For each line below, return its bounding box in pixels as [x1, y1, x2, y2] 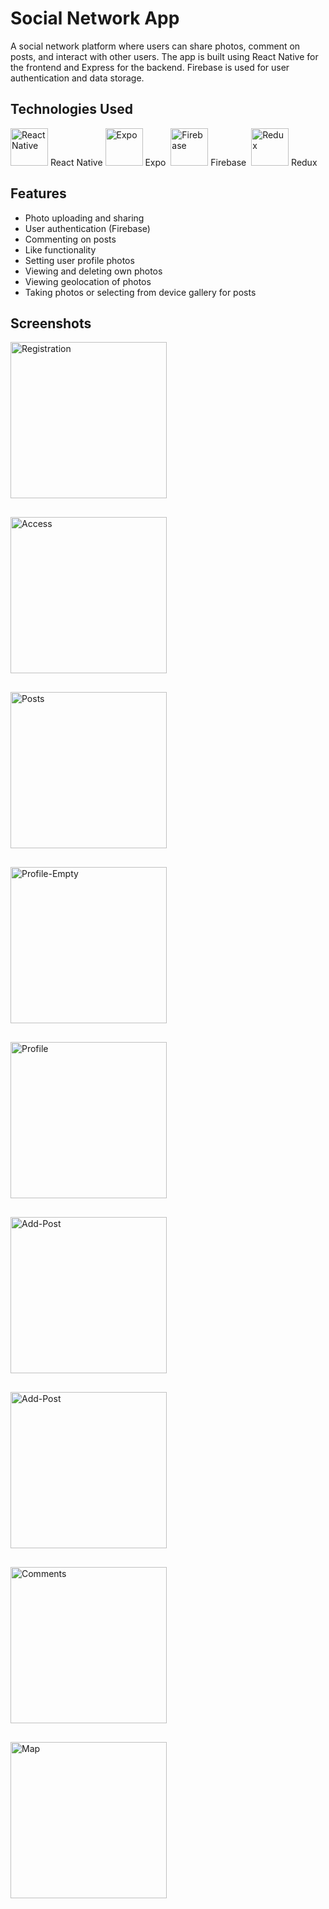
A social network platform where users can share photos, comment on [10, 40, 301, 52]
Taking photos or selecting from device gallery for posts [24, 286, 257, 298]
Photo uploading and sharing [24, 212, 145, 224]
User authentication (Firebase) [24, 222, 151, 234]
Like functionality [24, 243, 97, 256]
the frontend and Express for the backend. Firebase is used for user [10, 61, 290, 73]
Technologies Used [10, 101, 133, 118]
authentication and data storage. [10, 72, 145, 84]
